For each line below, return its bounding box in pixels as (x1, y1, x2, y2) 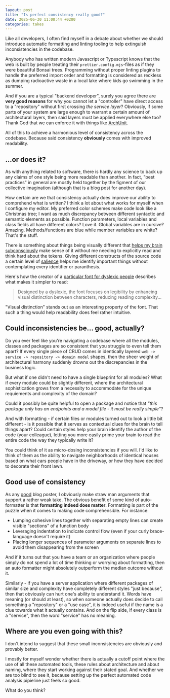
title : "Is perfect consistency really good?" (5, 12, 105, 17)
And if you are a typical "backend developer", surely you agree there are (5, 93, 156, 99)
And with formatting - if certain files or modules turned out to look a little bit (5, 415, 163, 422)
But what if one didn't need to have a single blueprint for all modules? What (5, 374, 162, 380)
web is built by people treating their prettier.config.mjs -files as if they (5, 61, 154, 67)
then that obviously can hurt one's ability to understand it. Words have (5, 590, 152, 597)
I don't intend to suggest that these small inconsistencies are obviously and (5, 640, 162, 647)
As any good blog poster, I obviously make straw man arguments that (5, 491, 150, 497)
